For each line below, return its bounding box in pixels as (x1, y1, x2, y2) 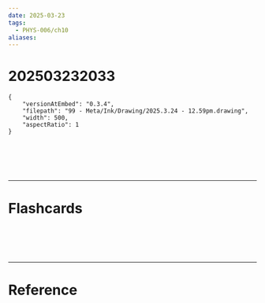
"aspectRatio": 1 (22, 121, 80, 129)
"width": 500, (22, 114, 69, 122)
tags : (8, 19, 26, 27)
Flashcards (8, 200, 83, 217)
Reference (8, 281, 77, 299)
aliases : (8, 33, 37, 42)
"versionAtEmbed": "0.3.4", (22, 100, 114, 109)
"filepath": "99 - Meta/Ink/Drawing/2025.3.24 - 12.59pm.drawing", (22, 107, 248, 115)
